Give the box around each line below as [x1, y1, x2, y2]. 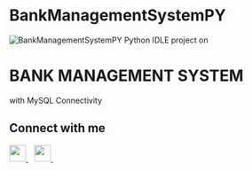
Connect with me [9, 121, 106, 136]
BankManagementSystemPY [9, 5, 226, 26]
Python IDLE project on [123, 35, 209, 45]
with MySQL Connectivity [9, 95, 103, 106]
